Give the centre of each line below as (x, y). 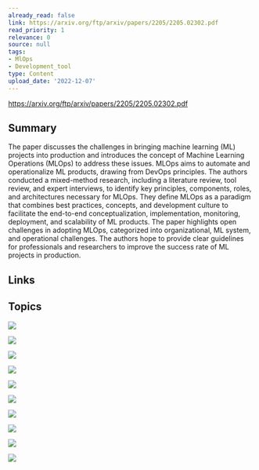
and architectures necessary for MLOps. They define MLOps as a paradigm (129, 197)
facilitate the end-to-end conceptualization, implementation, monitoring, (124, 213)
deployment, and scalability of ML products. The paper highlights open (122, 222)
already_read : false (42, 15)
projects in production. (45, 255)
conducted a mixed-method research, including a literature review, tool (122, 180)
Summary (32, 128)
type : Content (31, 74)
